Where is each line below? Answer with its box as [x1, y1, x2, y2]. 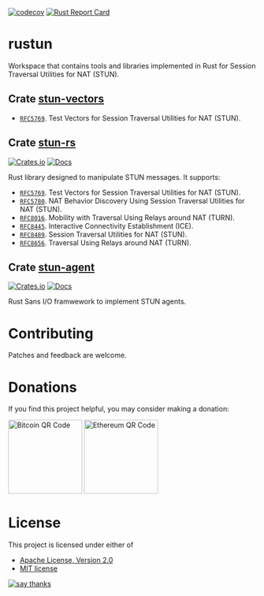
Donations [8, 378, 77, 396]
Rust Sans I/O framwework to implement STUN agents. [8, 296, 187, 307]
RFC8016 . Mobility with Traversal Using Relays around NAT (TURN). [19, 213, 235, 222]
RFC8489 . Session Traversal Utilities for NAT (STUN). [19, 229, 188, 239]
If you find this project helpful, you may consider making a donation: [8, 404, 230, 414]
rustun [8, 35, 53, 53]
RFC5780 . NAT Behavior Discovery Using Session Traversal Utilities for [19, 196, 245, 205]
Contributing [8, 324, 94, 342]
